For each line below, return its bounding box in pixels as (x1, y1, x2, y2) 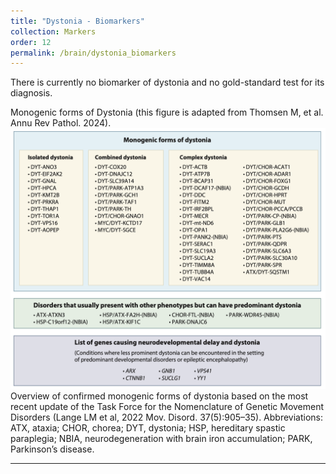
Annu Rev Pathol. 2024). (10, 117, 112, 129)
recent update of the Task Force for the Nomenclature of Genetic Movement (10, 400, 325, 412)
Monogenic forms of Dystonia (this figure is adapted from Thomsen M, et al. (10, 106, 324, 119)
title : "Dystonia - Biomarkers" (10, 16, 145, 26)
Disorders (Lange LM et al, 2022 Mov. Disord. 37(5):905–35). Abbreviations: (10, 411, 324, 423)
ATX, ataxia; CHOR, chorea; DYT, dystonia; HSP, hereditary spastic (10, 421, 286, 434)
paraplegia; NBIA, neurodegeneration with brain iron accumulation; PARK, (10, 432, 313, 444)
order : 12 (10, 37, 52, 47)
